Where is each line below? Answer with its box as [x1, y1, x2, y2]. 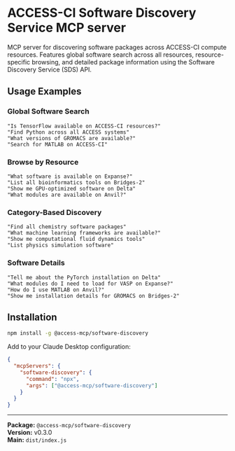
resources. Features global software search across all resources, [7, 50, 194, 59]
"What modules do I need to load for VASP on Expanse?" [7, 280, 173, 287]
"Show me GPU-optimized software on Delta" [7, 185, 136, 192]
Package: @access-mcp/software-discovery [7, 421, 131, 429]
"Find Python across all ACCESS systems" [7, 128, 130, 136]
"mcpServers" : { [13, 363, 61, 370]
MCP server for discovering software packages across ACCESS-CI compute [7, 43, 227, 51]
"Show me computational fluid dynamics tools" [7, 236, 145, 243]
